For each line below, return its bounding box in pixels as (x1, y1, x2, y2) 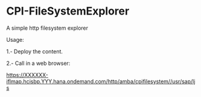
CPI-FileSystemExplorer (6, 4, 130, 18)
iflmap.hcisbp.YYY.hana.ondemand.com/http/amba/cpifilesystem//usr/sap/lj (6, 78, 196, 85)
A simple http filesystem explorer (6, 24, 89, 32)
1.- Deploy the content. (6, 47, 63, 55)
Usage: (6, 36, 24, 43)
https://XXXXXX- (6, 71, 48, 78)
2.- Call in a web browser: (6, 59, 71, 67)
